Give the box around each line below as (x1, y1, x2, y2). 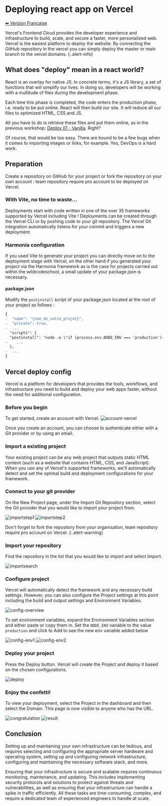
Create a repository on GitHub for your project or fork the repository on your (5, 173, 162, 179)
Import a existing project (5, 443, 66, 450)
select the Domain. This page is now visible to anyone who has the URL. (5, 705, 153, 711)
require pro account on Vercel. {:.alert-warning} (5, 529, 103, 535)
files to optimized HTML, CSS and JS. (5, 110, 82, 116)
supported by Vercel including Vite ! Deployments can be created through (5, 213, 157, 219)
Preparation (5, 160, 43, 168)
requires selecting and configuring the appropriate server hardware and (5, 748, 153, 754)
